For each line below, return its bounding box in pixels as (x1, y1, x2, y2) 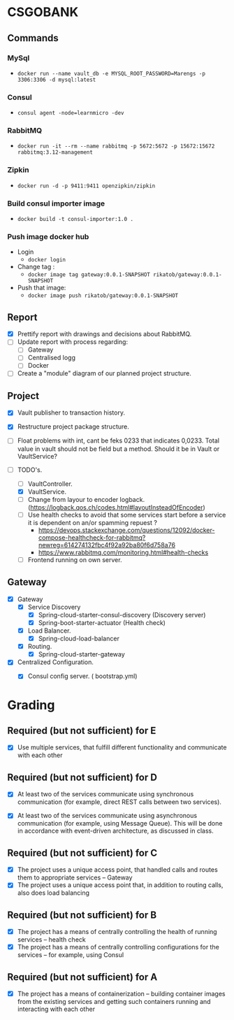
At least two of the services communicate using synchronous (17, 790, 194, 798)
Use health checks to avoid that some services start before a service (27, 510, 226, 519)
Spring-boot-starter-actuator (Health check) (38, 618, 166, 626)
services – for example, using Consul (17, 951, 124, 959)
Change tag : (17, 263, 55, 271)
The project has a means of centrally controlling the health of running (17, 928, 218, 936)
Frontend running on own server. (27, 555, 122, 563)
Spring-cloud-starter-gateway (38, 650, 126, 659)
